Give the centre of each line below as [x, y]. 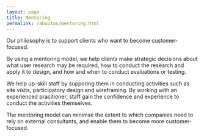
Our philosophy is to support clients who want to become [78, 41]
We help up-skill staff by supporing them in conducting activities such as [98, 84]
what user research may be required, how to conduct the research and [95, 65]
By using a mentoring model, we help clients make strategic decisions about [102, 59]
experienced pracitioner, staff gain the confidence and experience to [93, 97]
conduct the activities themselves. [49, 103]
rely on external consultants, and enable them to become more [86, 121]
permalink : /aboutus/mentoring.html [53, 23]
